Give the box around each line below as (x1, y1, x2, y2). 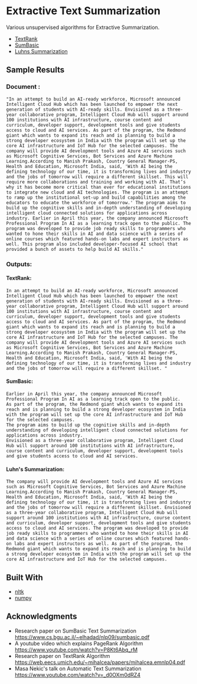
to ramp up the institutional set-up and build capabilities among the (6, 194, 186, 201)
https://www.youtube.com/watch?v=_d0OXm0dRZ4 (14, 671, 141, 678)
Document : (6, 83, 40, 91)
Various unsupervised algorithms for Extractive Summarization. (6, 24, 160, 31)
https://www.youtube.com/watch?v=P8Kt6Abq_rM (14, 646, 138, 653)
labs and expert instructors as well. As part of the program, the (14, 541, 183, 547)
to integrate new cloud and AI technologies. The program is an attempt (6, 189, 189, 195)
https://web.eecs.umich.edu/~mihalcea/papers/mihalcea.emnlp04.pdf (14, 659, 186, 666)
